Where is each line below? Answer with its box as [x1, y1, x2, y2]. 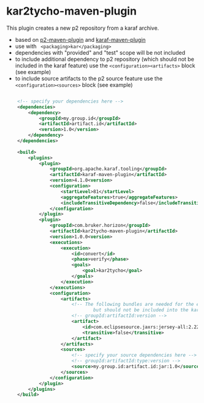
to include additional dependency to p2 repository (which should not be [15, 55, 194, 63]
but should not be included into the [93, 307, 189, 313]
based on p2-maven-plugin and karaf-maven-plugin [15, 36, 146, 43]
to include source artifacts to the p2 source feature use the [15, 75, 163, 82]
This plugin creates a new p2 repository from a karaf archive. [6, 24, 159, 32]
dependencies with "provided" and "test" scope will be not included [15, 49, 186, 56]
